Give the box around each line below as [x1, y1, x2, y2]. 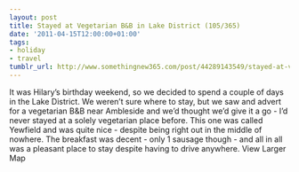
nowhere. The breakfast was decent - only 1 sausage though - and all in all [9, 134, 283, 145]
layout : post [9, 12, 58, 22]
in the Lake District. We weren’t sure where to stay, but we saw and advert [9, 96, 282, 106]
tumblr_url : [9, 63, 53, 72]
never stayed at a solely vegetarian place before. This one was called [9, 114, 263, 125]
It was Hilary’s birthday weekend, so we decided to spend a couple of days [9, 86, 285, 98]
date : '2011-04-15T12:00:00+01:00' [9, 29, 141, 38]
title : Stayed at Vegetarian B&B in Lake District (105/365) [9, 21, 241, 30]
